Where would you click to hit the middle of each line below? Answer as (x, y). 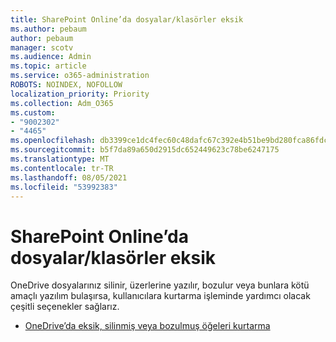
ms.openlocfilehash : (53, 141)
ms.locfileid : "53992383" (64, 187)
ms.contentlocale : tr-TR (62, 168)
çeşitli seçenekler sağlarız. (65, 307)
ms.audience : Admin (51, 57)
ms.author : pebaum (48, 29)
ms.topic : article (48, 66)
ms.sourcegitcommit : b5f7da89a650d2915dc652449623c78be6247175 (145, 150)
